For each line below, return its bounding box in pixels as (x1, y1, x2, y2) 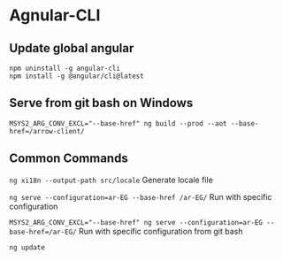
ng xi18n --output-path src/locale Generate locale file (9, 174, 214, 185)
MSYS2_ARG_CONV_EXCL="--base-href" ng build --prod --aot (9, 119, 227, 128)
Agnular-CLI (9, 5, 101, 26)
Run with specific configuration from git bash (78, 226, 243, 236)
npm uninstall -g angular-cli (9, 64, 121, 73)
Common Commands (9, 151, 128, 166)
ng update (9, 242, 46, 252)
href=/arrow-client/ (9, 127, 86, 135)
